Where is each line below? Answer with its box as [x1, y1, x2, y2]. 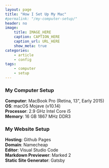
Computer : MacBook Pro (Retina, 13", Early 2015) [5, 98, 104, 104]
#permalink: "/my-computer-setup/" [5, 16, 78, 21]
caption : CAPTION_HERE [14, 35, 60, 40]
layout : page [5, 7, 32, 12]
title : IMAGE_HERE [14, 30, 51, 35]
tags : [5, 62, 16, 66]
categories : [5, 48, 29, 53]
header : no [5, 21, 27, 26]
